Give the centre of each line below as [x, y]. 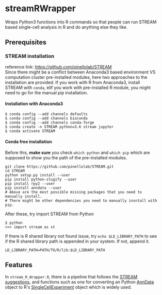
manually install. [24, 197]
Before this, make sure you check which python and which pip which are [78, 153]
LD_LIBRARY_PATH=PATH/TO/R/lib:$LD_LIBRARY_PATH [55, 250]
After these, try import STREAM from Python [49, 214]
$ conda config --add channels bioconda [47, 118]
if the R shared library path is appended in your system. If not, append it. [77, 242]
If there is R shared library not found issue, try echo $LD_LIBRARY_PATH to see [81, 236]
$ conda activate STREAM [30, 131]
